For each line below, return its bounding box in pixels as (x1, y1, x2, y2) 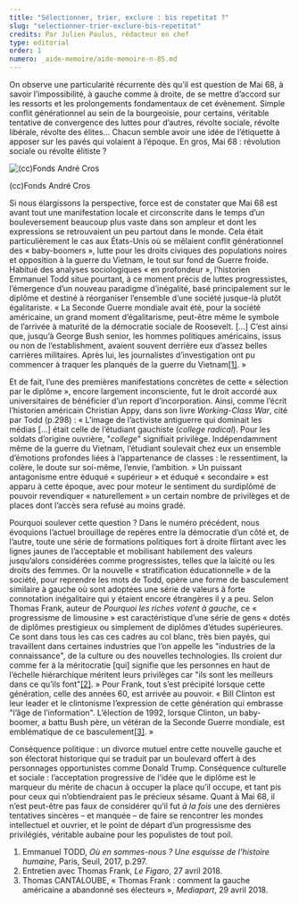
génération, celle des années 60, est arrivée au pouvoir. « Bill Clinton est (9, 689, 276, 698)
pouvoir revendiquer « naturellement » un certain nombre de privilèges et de (9, 491, 290, 501)
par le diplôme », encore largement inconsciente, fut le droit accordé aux (9, 386, 278, 396)
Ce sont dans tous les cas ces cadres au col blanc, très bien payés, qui (9, 631, 270, 642)
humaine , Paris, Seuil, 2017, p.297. (21, 856, 148, 866)
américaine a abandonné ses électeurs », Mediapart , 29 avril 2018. (21, 884, 269, 895)
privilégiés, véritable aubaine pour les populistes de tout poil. (9, 829, 234, 840)
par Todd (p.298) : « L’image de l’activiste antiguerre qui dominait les (9, 415, 262, 425)
